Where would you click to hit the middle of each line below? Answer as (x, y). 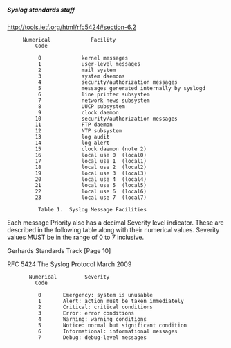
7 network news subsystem (94, 101)
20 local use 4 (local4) (91, 179)
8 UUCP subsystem (82, 106)
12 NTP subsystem (78, 131)
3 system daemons (82, 76)
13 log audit (72, 137)
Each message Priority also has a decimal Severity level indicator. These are (115, 223)
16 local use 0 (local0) (91, 155)
